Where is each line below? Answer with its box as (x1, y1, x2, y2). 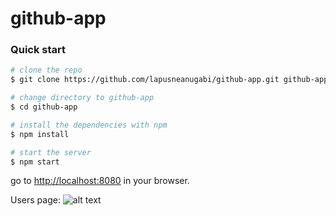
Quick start (10, 43, 67, 57)
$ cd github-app (10, 102, 78, 112)
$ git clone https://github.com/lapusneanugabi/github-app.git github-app (10, 75, 329, 85)
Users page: (10, 194, 61, 206)
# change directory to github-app (10, 93, 155, 103)
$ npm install (10, 129, 70, 139)
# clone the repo (10, 65, 83, 76)
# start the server (10, 147, 92, 157)
